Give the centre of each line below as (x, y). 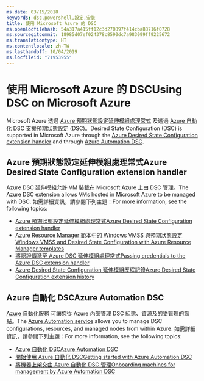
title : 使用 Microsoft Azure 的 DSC (51, 23)
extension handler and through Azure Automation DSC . (75, 142)
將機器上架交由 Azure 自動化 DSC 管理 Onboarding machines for (95, 365)
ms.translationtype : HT (37, 40)
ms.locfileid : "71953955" (39, 57)
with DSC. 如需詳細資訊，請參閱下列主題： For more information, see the (97, 201)
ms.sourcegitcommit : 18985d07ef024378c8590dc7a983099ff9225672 (88, 35)
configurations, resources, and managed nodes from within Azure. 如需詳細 (101, 329)
